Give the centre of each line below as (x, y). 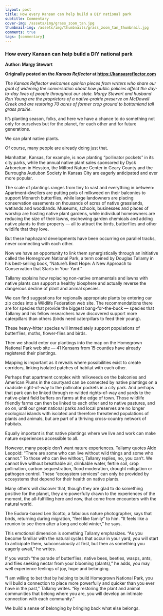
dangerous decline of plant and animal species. (53, 289)
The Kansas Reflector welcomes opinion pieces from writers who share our (81, 83)
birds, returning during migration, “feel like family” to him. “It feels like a (77, 519)
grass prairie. (18, 109)
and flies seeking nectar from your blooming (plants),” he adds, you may (77, 563)
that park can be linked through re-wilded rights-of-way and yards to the (78, 393)
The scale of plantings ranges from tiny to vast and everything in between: (80, 188)
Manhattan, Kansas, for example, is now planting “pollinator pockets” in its (80, 158)
